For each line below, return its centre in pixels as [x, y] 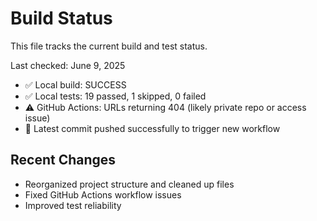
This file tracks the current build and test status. [109, 46]
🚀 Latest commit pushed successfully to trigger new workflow [152, 128]
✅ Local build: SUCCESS [75, 84]
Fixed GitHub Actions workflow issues [103, 194]
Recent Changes [63, 160]
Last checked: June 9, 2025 [68, 65]
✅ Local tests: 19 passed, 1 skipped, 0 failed [115, 96]
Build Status [61, 18]
